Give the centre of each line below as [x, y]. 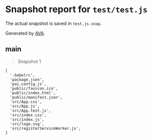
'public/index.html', [33, 93]
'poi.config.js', [28, 84]
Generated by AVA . [25, 33]
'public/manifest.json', [36, 97]
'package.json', [27, 80]
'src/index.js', [27, 119]
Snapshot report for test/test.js [77, 9]
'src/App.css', [26, 102]
